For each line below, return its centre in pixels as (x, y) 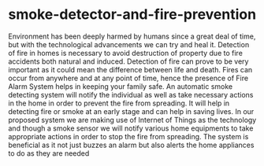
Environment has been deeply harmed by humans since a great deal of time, (132, 36)
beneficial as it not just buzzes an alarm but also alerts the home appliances (131, 145)
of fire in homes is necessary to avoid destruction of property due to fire (125, 53)
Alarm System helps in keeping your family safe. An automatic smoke (121, 86)
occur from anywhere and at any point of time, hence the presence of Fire (128, 78)
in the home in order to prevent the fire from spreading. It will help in (119, 103)
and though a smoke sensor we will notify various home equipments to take (131, 128)
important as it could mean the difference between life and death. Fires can (130, 69)
